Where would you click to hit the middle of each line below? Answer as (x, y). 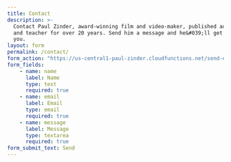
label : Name (42, 78)
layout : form (26, 45)
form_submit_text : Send (41, 148)
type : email (42, 110)
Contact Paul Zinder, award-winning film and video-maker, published (115, 26)
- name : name (38, 71)
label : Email (44, 103)
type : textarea (47, 135)
